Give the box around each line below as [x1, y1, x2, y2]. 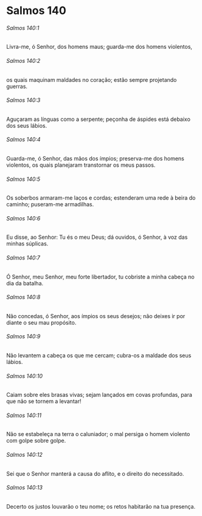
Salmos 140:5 [6, 175, 41, 183]
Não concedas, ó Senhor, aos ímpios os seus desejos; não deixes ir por [6, 312, 186, 319]
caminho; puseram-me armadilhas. [6, 201, 94, 208]
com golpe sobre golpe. [6, 437, 66, 445]
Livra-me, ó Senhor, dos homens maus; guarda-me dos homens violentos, [6, 43, 193, 51]
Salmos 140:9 [6, 333, 41, 340]
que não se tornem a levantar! [6, 398, 82, 405]
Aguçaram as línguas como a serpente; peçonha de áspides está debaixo [6, 115, 190, 123]
